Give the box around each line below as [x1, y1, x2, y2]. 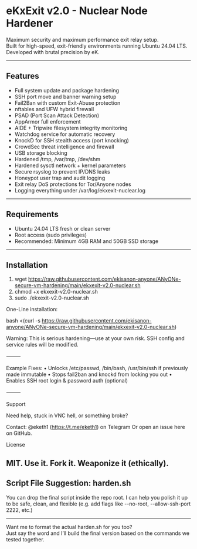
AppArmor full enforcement [14, 118, 81, 125]
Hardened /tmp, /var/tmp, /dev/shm [14, 155, 101, 162]
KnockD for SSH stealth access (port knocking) [14, 137, 129, 144]
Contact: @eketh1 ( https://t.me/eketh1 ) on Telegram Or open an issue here [6, 424, 186, 431]
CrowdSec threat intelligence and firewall [14, 143, 114, 150]
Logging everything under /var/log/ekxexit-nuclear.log [14, 187, 145, 194]
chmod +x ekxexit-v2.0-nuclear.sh [14, 288, 98, 295]
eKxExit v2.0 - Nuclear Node [6, 4, 148, 18]
